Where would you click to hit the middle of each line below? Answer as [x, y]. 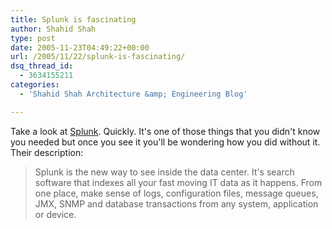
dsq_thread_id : [42, 66]
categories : [35, 85]
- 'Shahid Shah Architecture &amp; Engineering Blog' [133, 94]
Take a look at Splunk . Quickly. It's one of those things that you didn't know [165, 131]
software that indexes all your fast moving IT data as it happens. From [178, 182]
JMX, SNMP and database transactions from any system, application [176, 203]
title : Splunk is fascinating [73, 19]
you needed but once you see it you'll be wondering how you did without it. [165, 142]
